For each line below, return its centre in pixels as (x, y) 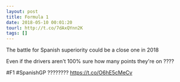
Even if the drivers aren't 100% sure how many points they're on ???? (90, 61)
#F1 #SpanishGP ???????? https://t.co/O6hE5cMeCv (69, 73)
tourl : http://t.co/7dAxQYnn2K (45, 28)
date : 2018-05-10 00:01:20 (39, 22)
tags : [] (17, 33)
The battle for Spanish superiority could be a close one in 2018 (83, 50)
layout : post (22, 11)
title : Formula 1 (27, 17)
